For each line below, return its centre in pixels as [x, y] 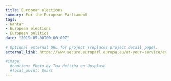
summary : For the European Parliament [46, 15]
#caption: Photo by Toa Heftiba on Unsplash [58, 66]
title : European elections [34, 10]
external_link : [21, 52]
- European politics [27, 33]
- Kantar [15, 24]
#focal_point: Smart [32, 71]
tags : [11, 19]
